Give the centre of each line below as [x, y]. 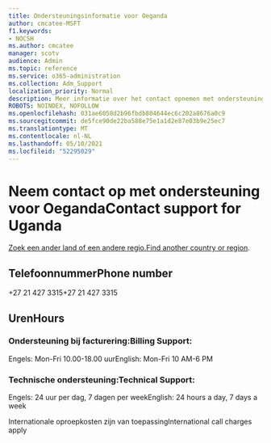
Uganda [35, 225]
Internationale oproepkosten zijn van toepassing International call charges [130, 422]
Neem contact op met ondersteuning [134, 191]
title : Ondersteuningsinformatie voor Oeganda [88, 16]
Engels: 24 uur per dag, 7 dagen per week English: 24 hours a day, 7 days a [133, 398]
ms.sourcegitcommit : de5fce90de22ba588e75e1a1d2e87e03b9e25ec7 [117, 121]
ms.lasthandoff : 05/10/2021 [56, 143]
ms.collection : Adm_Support [56, 83]
